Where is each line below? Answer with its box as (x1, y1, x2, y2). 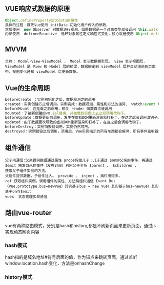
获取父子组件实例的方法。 (5, 168, 49, 173)
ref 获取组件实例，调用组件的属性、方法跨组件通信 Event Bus (5, 178, 116, 183)
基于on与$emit (5, 189, 32, 194)
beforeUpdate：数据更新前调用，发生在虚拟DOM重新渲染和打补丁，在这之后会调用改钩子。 (5, 115, 162, 120)
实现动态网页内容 (5, 229, 40, 235)
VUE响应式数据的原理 (5, 4, 70, 13)
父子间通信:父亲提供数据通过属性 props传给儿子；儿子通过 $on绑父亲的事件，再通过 (5, 158, 153, 163)
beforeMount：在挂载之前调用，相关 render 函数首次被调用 (5, 106, 112, 111)
